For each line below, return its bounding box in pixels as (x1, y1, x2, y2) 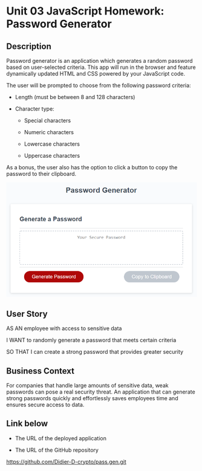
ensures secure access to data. (6, 401, 85, 408)
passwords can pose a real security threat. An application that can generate (6, 388, 195, 395)
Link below (6, 418, 48, 429)
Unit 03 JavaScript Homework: (6, 4, 165, 18)
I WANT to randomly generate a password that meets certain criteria (6, 337, 177, 344)
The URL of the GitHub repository (15, 446, 99, 453)
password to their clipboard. (6, 171, 77, 177)
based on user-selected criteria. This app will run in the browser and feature (6, 63, 196, 71)
